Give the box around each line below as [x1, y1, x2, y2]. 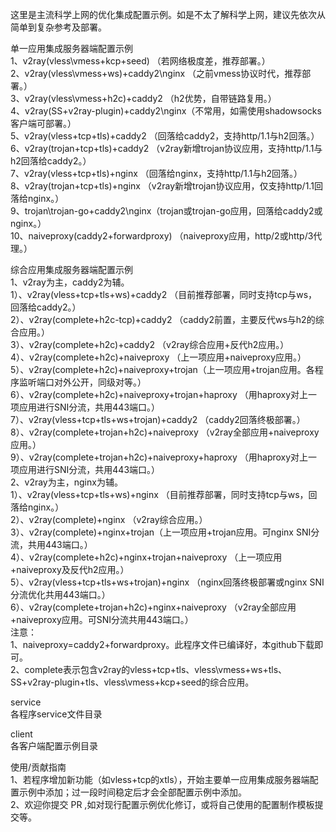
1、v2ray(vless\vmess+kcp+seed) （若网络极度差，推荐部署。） [10, 55, 271, 67]
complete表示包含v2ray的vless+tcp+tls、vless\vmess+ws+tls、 [24, 664, 288, 675]
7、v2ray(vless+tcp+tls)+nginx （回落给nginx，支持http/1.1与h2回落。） [10, 168, 303, 179]
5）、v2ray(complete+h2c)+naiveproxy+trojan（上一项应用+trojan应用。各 [10, 364, 315, 375]
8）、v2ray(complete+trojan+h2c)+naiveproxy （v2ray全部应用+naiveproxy [10, 426, 320, 438]
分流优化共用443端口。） [10, 589, 111, 600]
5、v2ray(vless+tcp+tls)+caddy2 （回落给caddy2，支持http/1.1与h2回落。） [10, 130, 320, 142]
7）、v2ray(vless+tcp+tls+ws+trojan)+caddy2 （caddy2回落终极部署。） [10, 414, 306, 425]
